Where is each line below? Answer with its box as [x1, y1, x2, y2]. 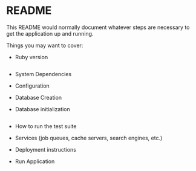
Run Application [15, 158, 55, 165]
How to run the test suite [15, 122, 77, 130]
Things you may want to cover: [6, 42, 83, 49]
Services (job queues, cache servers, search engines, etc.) [15, 134, 163, 141]
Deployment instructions [15, 146, 77, 153]
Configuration [15, 82, 50, 89]
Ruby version [15, 53, 48, 60]
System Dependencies [15, 70, 72, 77]
